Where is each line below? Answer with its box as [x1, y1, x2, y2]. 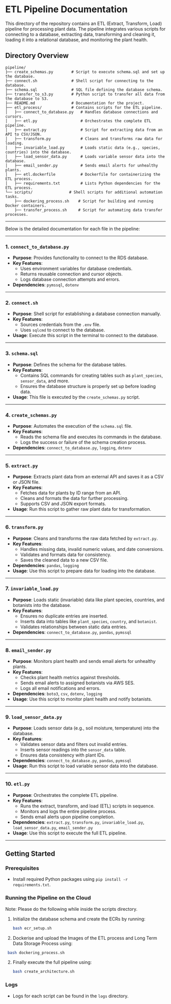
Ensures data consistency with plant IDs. [20, 752, 106, 758]
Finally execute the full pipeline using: [12, 959, 92, 965]
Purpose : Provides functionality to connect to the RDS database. [12, 255, 149, 261]
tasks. [5, 194, 19, 199]
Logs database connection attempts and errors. [20, 276, 121, 283]
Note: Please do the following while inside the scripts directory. [5, 906, 138, 912]
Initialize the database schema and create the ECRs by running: [12, 915, 146, 922]
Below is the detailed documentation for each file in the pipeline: [5, 226, 140, 232]
